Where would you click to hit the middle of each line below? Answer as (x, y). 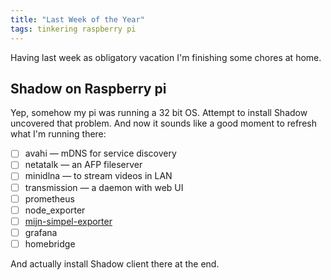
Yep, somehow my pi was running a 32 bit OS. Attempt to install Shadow (159, 113)
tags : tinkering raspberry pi (73, 29)
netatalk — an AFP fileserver (83, 165)
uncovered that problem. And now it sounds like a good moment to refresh (163, 123)
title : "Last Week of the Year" (77, 19)
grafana (41, 232)
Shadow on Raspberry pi (88, 88)
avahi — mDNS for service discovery (100, 153)
